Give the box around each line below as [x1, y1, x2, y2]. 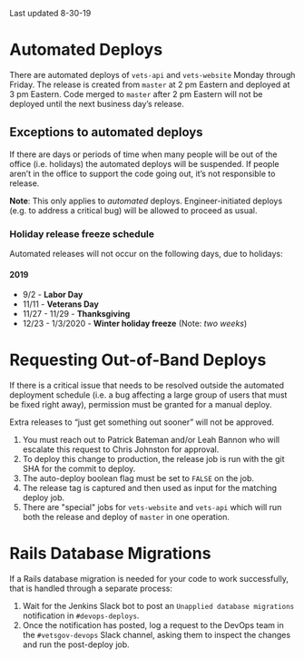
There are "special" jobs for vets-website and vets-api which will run [22, 502, 282, 513]
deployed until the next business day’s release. [9, 98, 184, 109]
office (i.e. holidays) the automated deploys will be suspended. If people [9, 158, 279, 169]
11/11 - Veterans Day [22, 299, 100, 310]
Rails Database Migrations [9, 544, 211, 564]
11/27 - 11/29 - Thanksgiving [22, 309, 131, 320]
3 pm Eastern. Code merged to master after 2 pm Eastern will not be [9, 88, 263, 99]
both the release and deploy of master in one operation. [22, 512, 230, 523]
